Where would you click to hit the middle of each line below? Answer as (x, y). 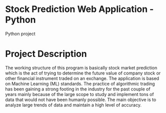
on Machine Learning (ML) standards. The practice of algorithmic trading (80, 83)
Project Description (46, 54)
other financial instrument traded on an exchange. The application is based (82, 78)
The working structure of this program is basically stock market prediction (81, 67)
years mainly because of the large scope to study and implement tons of (80, 94)
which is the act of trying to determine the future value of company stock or (83, 73)
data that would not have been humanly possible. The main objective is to (81, 99)
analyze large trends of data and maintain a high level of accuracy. (74, 105)
